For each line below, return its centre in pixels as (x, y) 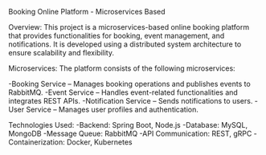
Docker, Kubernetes (100, 142)
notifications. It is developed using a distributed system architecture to (125, 44)
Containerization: (37, 142)
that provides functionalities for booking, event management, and (117, 36)
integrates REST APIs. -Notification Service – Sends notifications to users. (131, 101)
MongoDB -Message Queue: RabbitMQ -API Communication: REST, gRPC (130, 133)
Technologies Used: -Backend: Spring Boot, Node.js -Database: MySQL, (128, 125)
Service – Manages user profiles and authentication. (113, 109)
